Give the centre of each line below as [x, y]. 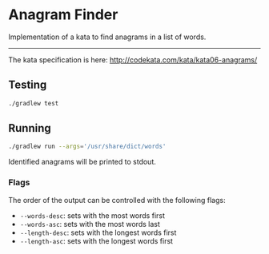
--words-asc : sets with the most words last [90, 224]
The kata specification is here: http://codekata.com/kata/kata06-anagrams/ [133, 60]
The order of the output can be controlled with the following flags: [117, 200]
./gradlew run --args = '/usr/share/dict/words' [87, 147]
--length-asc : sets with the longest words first [96, 240]
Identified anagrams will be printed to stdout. [82, 162]
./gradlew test [34, 103]
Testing [28, 85]
